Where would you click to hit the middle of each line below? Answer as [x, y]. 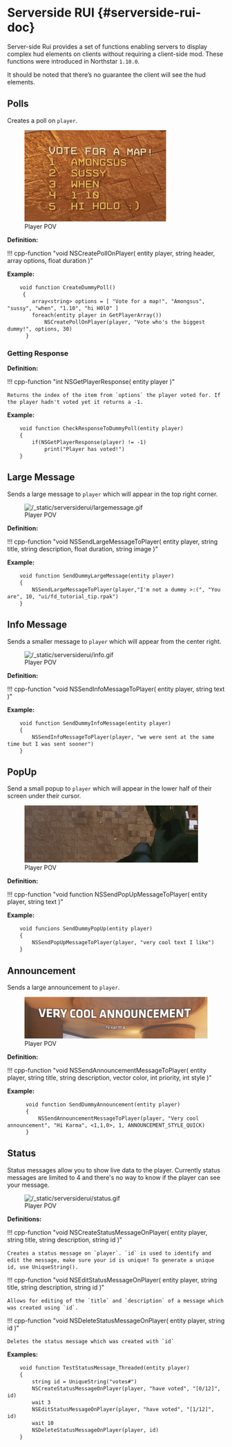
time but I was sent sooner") [51, 744]
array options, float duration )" [50, 260]
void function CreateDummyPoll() [68, 287]
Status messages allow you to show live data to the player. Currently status [114, 1170]
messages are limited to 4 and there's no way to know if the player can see [114, 1177]
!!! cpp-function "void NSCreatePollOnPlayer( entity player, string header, [111, 253]
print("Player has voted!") [85, 450]
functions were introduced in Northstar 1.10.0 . [74, 61]
